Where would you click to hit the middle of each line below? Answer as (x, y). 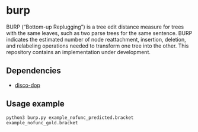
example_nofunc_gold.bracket (42, 122)
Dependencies (33, 71)
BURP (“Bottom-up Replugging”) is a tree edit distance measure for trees (95, 27)
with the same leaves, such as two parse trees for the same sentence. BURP (99, 33)
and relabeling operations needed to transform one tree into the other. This (98, 46)
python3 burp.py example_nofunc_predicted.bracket (70, 117)
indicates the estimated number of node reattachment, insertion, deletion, (96, 39)
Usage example (36, 104)
